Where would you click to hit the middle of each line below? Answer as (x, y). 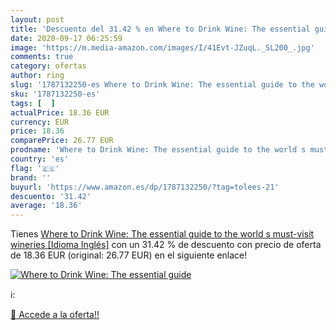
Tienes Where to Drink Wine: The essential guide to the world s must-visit (162, 234)
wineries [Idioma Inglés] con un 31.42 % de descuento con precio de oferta (166, 245)
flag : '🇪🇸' (35, 168)
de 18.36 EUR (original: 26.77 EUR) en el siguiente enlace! (129, 255)
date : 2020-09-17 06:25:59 (66, 38)
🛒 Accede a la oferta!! (55, 315)
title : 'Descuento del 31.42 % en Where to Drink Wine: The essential (160, 29)
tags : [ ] (33, 103)
